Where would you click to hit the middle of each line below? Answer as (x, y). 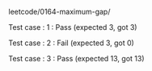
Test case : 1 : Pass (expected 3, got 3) (73, 27)
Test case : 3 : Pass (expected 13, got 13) (76, 58)
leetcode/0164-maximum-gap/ (59, 12)
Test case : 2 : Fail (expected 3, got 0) (72, 43)
